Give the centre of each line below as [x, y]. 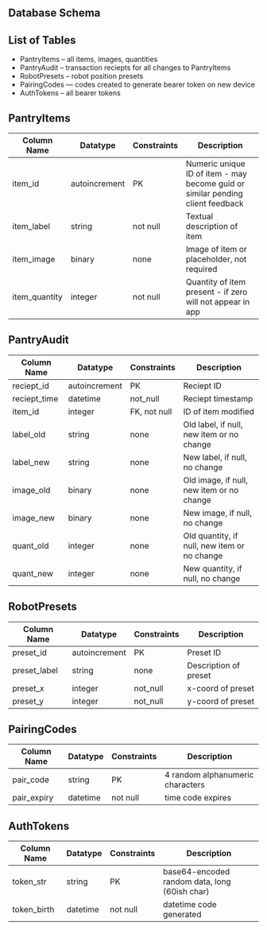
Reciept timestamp [218, 398]
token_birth [33, 909]
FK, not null [151, 411]
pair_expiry [33, 798]
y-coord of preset [221, 701]
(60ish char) [186, 892]
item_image [34, 259]
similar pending [215, 194]
